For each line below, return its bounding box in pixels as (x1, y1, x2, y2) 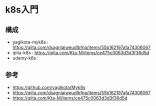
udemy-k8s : (12, 55, 39, 61)
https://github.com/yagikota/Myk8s (12, 84, 86, 90)
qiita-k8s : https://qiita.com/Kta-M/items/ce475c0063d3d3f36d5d (12, 50, 149, 55)
